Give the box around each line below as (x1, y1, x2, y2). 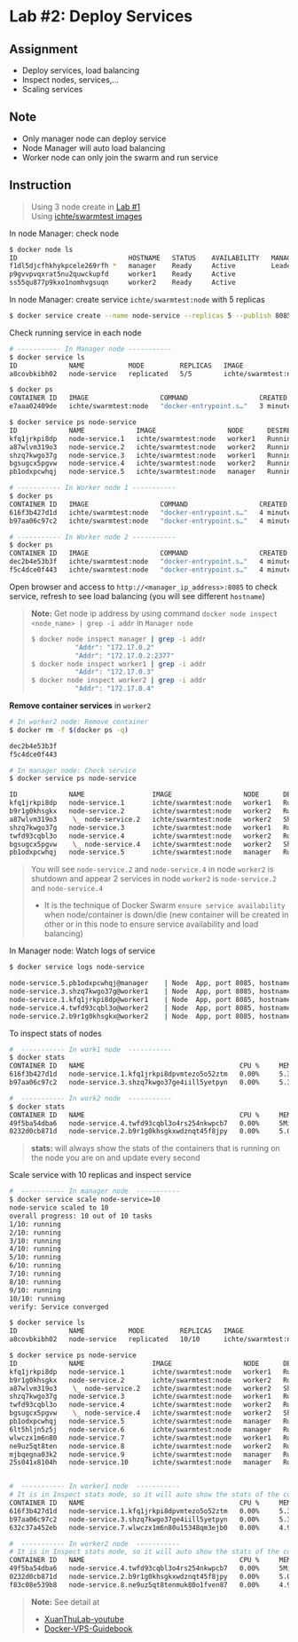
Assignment (9, 42, 78, 57)
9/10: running (9, 1285, 62, 1295)
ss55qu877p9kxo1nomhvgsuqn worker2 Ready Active (9, 278, 237, 288)
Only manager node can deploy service (21, 133, 167, 144)
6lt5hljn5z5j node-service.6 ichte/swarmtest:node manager (9, 1425, 272, 1434)
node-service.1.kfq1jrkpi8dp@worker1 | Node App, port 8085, (9, 995, 255, 1004)
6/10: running (9, 1261, 62, 1270)
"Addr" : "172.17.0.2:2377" (74, 651, 175, 660)
